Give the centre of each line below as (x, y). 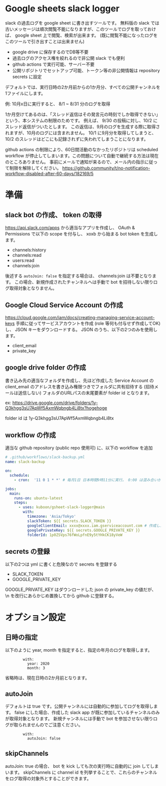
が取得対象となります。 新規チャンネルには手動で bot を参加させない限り (79, 719)
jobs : (11, 489)
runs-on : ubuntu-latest (39, 498)
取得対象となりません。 (33, 288)
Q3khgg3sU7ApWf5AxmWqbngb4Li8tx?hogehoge (56, 408)
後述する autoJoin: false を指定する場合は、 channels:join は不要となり (79, 276)
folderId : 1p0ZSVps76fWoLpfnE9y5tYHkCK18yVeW (75, 535)
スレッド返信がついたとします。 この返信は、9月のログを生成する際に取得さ (83, 126)
